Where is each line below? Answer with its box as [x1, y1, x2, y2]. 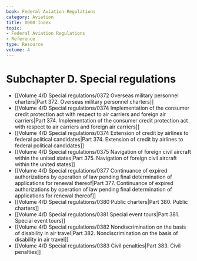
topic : [6, 25, 22, 31]
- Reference [6, 36, 35, 42]
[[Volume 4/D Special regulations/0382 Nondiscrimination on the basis [14, 223, 186, 230]
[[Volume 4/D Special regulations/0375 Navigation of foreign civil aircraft [14, 148, 191, 155]
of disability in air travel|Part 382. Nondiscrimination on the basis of [14, 229, 178, 236]
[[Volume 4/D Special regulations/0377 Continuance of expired [14, 167, 168, 174]
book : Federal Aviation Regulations [6, 8, 96, 15]
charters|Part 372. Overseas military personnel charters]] [14, 98, 154, 105]
